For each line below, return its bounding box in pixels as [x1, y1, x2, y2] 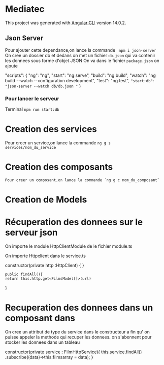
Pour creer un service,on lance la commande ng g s [5, 139, 111, 146]
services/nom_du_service [5, 145, 56, 150]
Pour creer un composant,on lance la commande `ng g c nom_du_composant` [5, 177, 160, 183]
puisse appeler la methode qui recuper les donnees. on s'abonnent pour [5, 334, 152, 340]
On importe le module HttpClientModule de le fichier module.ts [5, 243, 132, 249]
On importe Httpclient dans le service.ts [5, 253, 86, 259]
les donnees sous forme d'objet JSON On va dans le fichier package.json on [5, 58, 160, 64]
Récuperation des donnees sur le [5, 217, 143, 228]
